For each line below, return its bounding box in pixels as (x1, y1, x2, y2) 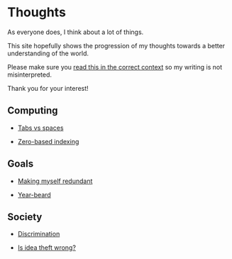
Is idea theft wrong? (17, 243, 77, 252)
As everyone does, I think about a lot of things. (7, 28, 144, 36)
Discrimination (17, 230, 60, 238)
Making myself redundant (17, 177, 93, 185)
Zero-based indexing (17, 137, 79, 145)
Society (7, 211, 43, 223)
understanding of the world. (7, 49, 89, 57)
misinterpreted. (7, 70, 52, 79)
